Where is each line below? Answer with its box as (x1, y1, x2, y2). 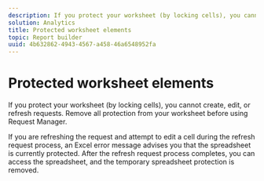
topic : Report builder (8, 33, 82, 42)
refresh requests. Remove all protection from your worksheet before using (8, 109, 248, 118)
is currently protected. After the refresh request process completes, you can (8, 149, 255, 158)
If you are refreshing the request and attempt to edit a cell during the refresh (8, 132, 255, 142)
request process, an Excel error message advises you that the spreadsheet (8, 140, 251, 150)
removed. (8, 165, 39, 175)
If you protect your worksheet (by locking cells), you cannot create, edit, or (8, 100, 251, 110)
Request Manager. (8, 117, 68, 126)
